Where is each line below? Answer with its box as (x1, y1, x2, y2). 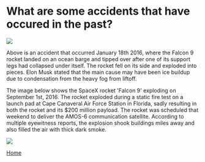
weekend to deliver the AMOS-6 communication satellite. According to (6, 112, 184, 120)
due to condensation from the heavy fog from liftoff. (6, 75, 137, 82)
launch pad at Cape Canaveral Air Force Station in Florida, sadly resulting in (6, 100, 197, 107)
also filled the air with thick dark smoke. (6, 125, 107, 133)
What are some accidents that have (6, 4, 190, 18)
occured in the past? (6, 17, 113, 31)
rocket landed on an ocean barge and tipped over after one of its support (6, 55, 191, 62)
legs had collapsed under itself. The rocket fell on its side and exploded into (6, 62, 197, 69)
